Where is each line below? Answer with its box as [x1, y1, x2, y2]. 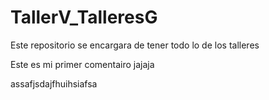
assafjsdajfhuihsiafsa [10, 77, 98, 90]
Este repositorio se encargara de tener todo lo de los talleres [10, 39, 260, 51]
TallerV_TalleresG [10, 6, 158, 29]
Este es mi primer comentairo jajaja [10, 58, 155, 70]
